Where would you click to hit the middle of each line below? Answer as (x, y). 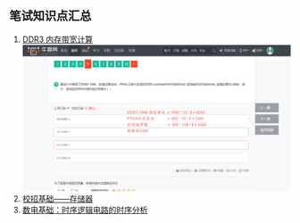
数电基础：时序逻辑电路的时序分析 (85, 210)
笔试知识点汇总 (50, 16)
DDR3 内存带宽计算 (58, 39)
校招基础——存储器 (58, 198)
